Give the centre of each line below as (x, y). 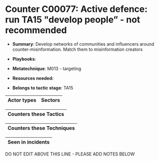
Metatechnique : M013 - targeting (47, 69)
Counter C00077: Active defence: (77, 9)
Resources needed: (33, 78)
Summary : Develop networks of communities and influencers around (83, 44)
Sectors (51, 100)
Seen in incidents (29, 142)
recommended (36, 30)
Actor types (22, 100)
